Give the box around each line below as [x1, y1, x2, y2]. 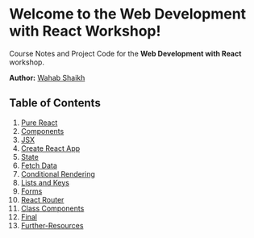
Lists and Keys [20, 177, 69, 187]
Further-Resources [20, 220, 84, 230]
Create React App [20, 143, 81, 153]
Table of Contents [9, 96, 102, 110]
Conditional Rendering [20, 169, 96, 178]
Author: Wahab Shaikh [9, 73, 85, 82]
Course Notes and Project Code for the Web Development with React [9, 48, 242, 58]
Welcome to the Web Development [9, 5, 247, 23]
